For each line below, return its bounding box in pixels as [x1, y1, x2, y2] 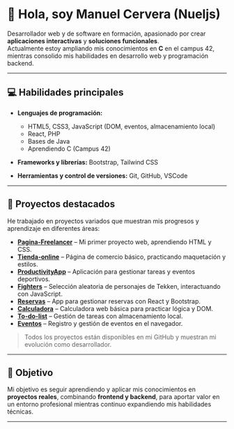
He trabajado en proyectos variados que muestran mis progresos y [7, 216, 200, 225]
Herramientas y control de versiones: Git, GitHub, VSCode [17, 171, 188, 180]
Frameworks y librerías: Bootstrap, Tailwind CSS [17, 158, 159, 166]
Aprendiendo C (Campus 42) [27, 144, 111, 153]
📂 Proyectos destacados [7, 198, 116, 210]
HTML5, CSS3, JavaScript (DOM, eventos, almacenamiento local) [27, 122, 216, 130]
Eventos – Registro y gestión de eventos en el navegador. [17, 319, 183, 327]
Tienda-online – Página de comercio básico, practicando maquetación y [17, 253, 226, 261]
